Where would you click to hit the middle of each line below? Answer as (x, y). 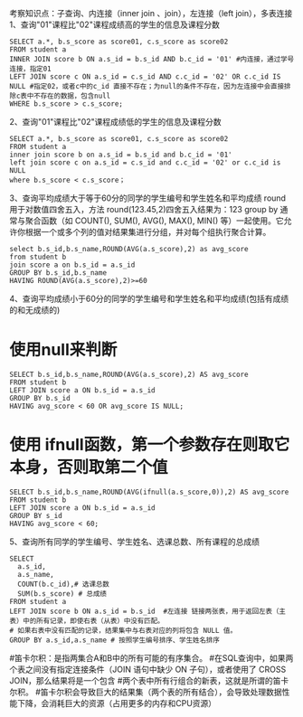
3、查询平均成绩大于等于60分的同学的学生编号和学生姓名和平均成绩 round (148, 198)
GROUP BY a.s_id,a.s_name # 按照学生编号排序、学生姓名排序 (114, 640)
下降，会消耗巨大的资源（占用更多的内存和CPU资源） (117, 703)
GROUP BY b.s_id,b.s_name (58, 273)
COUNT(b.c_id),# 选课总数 (64, 584)
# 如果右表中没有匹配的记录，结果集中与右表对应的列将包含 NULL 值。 (123, 630)
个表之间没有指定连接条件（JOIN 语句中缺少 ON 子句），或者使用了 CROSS (148, 669)
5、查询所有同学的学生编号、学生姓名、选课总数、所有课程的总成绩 (135, 542)
